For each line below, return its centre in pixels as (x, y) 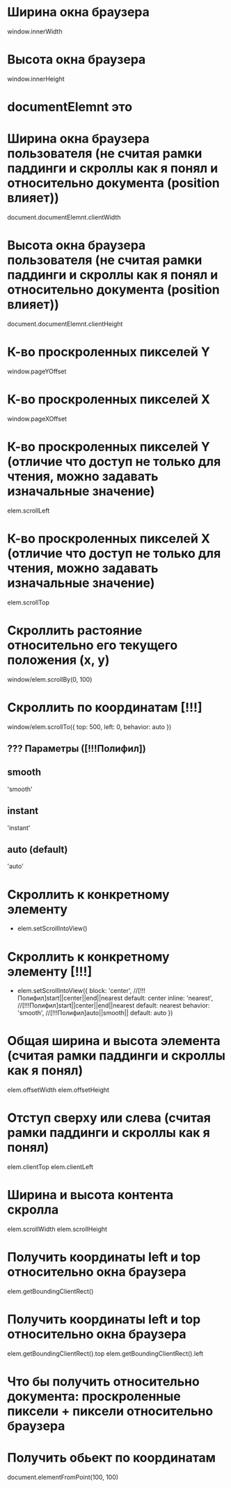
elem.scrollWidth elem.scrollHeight (57, 1229)
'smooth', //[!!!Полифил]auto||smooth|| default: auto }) (95, 1013)
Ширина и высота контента (90, 1195)
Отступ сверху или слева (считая (109, 1118)
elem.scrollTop (29, 602)
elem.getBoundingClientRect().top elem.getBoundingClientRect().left (105, 1353)
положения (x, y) (58, 660)
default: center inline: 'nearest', (169, 998)
